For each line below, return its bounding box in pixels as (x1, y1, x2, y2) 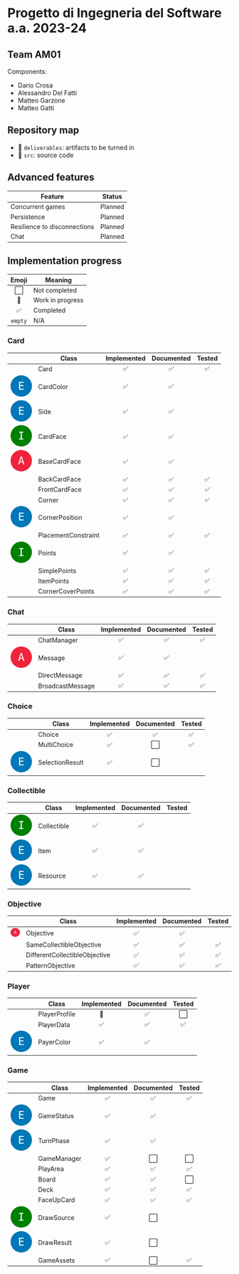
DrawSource (38, 1213, 75, 1221)
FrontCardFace (38, 485, 82, 494)
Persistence (10, 212, 46, 221)
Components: (7, 68, 48, 75)
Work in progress (33, 296, 84, 304)
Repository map (7, 124, 80, 137)
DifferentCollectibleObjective (26, 951, 111, 960)
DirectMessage (38, 671, 83, 680)
